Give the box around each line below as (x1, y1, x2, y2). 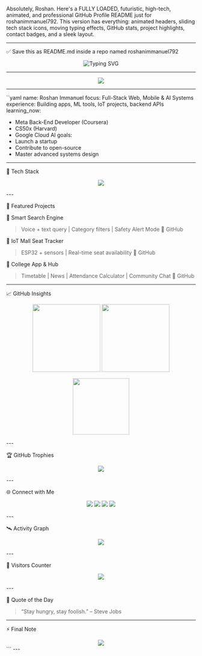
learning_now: (6, 107, 41, 114)
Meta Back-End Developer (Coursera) (14, 118, 109, 126)
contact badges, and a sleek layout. (6, 31, 95, 38)
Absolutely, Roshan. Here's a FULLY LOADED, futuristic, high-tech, (6, 5, 171, 12)
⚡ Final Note (6, 625, 37, 633)
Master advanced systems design (14, 150, 99, 158)
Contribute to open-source (14, 144, 82, 151)
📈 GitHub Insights (6, 290, 52, 297)
